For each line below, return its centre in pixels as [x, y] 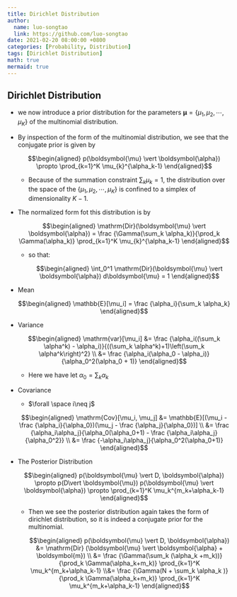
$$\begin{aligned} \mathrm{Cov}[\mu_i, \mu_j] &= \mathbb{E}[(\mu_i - [124, 418]
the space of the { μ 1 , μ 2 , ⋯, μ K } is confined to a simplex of [112, 190]
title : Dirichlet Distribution [53, 14]
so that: [39, 254]
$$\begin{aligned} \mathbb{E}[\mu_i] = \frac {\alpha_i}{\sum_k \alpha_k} [124, 303]
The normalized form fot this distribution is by [84, 212]
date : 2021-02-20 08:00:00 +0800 [57, 40]
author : [19, 21]
